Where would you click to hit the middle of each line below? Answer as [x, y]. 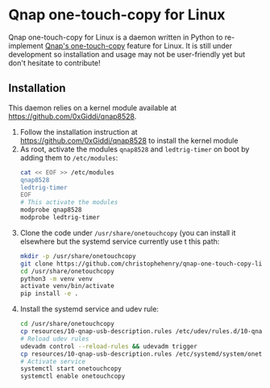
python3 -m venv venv [56, 279]
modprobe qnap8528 [51, 210]
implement [26, 45]
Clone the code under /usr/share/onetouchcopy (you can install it [128, 232]
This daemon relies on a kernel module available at [93, 107]
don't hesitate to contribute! [54, 63]
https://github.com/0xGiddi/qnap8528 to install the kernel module [129, 140]
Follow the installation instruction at [79, 131]
